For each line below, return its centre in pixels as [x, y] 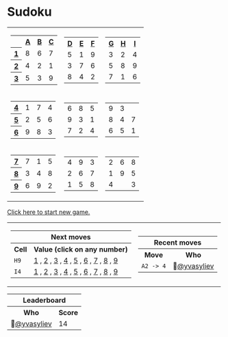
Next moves [71, 237]
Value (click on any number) [81, 250]
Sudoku [30, 12]
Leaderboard [45, 300]
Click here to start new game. [49, 212]
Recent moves [178, 243]
